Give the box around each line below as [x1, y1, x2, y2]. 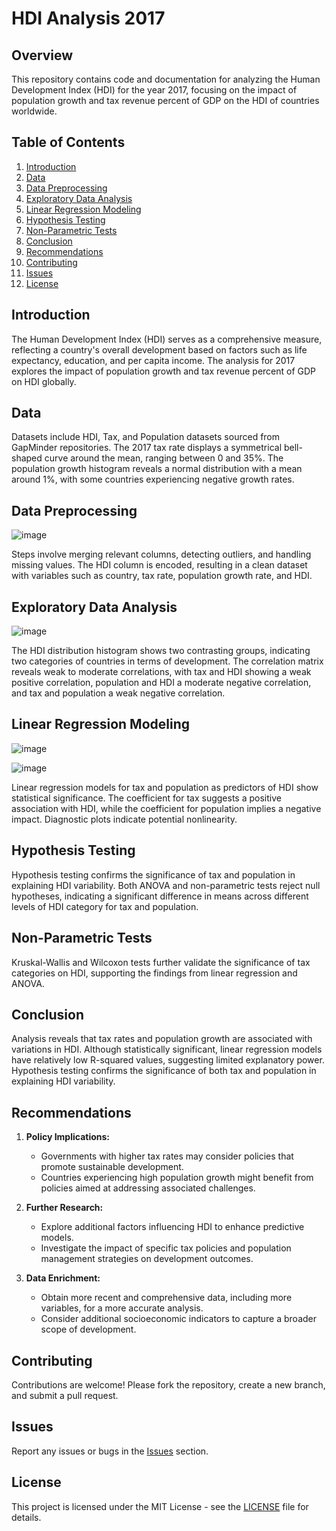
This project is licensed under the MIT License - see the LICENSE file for [11, 1500, 309, 1512]
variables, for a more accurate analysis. [40, 1302, 204, 1314]
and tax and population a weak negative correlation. [11, 687, 226, 699]
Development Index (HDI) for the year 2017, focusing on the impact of [11, 84, 298, 96]
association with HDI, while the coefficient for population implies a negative [11, 802, 322, 814]
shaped [11, 452, 43, 464]
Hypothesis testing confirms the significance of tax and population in [11, 868, 296, 881]
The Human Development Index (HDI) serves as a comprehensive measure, [11, 333, 323, 345]
